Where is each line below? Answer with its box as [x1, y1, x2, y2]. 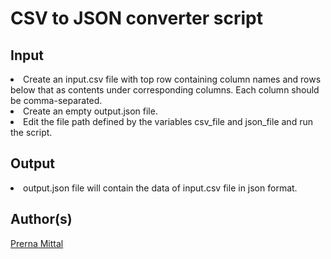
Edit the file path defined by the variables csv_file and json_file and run [23, 116, 313, 127]
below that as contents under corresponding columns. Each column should [10, 84, 320, 96]
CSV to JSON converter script [10, 7, 263, 30]
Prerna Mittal [10, 237, 64, 249]
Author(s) [10, 211, 73, 228]
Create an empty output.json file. [23, 105, 158, 117]
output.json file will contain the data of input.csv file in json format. [23, 182, 298, 194]
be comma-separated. [10, 95, 103, 106]
